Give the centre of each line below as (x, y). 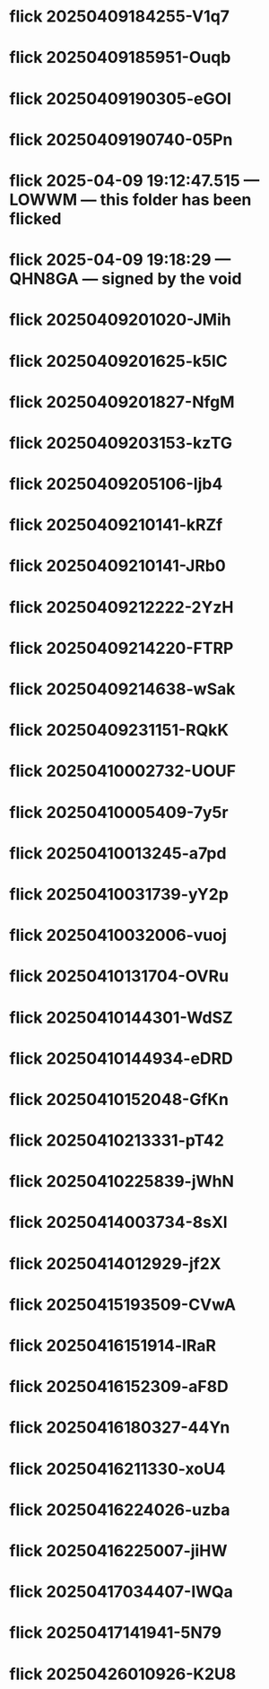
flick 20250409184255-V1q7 (120, 17)
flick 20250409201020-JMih (120, 320)
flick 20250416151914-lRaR (113, 1345)
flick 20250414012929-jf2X (115, 1263)
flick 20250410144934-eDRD (121, 1058)
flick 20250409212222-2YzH (121, 607)
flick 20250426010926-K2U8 (123, 1674)
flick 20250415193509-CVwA (122, 1305)
